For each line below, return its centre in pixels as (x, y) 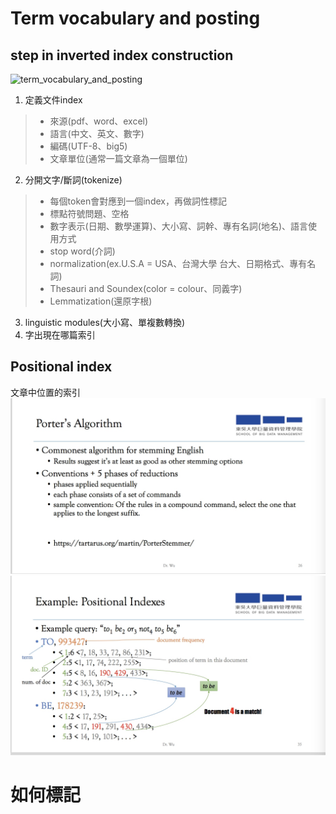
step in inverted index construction (122, 55)
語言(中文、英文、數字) (97, 133)
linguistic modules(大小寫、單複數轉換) (105, 322)
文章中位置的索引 (45, 392)
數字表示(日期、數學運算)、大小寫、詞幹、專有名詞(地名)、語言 (179, 226)
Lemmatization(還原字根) (101, 301)
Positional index (61, 367)
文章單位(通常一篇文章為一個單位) (118, 158)
